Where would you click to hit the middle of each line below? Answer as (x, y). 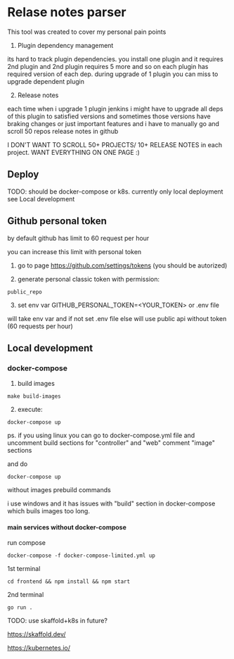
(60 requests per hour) (40, 326)
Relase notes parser (67, 12)
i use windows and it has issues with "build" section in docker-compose (111, 503)
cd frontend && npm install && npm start (69, 582)
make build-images (34, 396)
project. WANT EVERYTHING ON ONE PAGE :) (74, 152)
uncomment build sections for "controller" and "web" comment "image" (111, 443)
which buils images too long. (48, 511)
